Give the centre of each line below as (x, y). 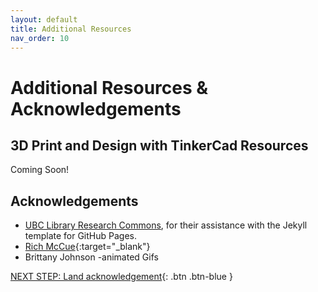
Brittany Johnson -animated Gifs (91, 257)
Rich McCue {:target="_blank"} (87, 247)
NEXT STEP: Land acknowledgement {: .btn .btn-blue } (121, 277)
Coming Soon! (40, 170)
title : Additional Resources (71, 29)
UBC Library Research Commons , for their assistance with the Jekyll (166, 225)
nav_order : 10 (40, 38)
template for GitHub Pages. (80, 236)
